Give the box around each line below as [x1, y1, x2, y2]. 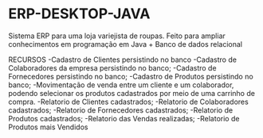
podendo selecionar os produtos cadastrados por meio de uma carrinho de [8, 88, 255, 98]
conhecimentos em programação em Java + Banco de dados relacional [8, 39, 243, 48]
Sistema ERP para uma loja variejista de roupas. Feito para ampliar [8, 31, 226, 40]
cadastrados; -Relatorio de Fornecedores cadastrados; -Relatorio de [8, 105, 234, 115]
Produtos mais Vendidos [8, 122, 88, 132]
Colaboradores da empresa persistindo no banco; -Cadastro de [8, 63, 217, 72]
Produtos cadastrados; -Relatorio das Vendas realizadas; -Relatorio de [8, 113, 240, 123]
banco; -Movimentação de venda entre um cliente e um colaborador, [8, 80, 234, 90]
